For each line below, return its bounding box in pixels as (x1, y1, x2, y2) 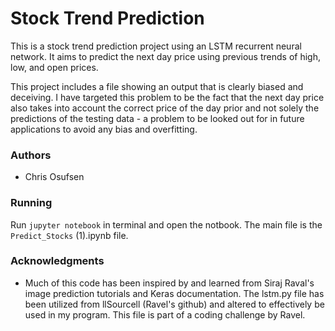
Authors (10, 148, 52, 162)
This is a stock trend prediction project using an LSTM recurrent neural (10, 40, 302, 52)
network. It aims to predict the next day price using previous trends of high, (10, 50, 321, 62)
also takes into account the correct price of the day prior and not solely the (10, 102, 320, 114)
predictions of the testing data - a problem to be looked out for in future (10, 112, 305, 124)
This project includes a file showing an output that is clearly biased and (10, 80, 304, 92)
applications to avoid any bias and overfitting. (10, 123, 198, 135)
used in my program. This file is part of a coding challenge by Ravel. (24, 308, 306, 321)
